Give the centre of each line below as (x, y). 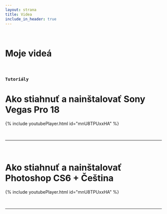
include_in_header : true (31, 19)
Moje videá (29, 53)
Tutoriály (17, 79)
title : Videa (19, 14)
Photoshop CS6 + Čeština (59, 178)
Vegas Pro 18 (33, 110)
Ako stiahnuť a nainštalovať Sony (75, 99)
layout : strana (21, 10)
